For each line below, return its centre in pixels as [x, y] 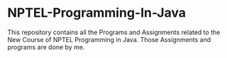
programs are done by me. [46, 47]
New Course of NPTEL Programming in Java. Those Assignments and [109, 39]
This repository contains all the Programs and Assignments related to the [114, 32]
